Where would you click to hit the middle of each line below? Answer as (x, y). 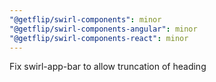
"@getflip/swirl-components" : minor (85, 19)
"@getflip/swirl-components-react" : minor (99, 38)
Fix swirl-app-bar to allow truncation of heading (108, 67)
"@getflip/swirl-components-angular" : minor (103, 29)
